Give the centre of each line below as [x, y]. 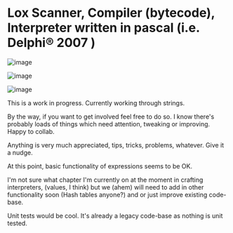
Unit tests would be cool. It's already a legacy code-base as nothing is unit [115, 215]
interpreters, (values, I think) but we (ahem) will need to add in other [106, 187]
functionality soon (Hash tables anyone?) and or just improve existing [107, 194]
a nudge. [20, 152]
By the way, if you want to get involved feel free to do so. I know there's [111, 116]
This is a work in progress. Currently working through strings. [96, 102]
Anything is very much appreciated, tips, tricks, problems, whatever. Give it [116, 145]
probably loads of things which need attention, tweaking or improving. [109, 124]
